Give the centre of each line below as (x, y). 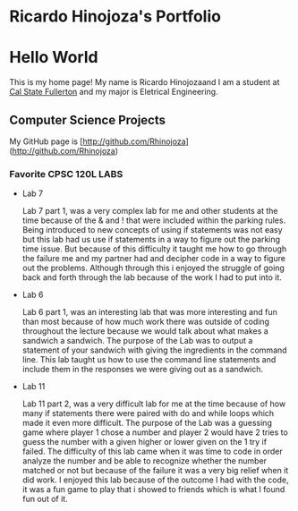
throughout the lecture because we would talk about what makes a (145, 331)
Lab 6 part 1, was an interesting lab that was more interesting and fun (149, 312)
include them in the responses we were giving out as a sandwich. (143, 370)
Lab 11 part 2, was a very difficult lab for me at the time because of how (154, 404)
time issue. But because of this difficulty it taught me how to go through (154, 249)
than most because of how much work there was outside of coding (146, 322)
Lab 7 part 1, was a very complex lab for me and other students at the (150, 211)
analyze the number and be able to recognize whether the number (144, 461)
